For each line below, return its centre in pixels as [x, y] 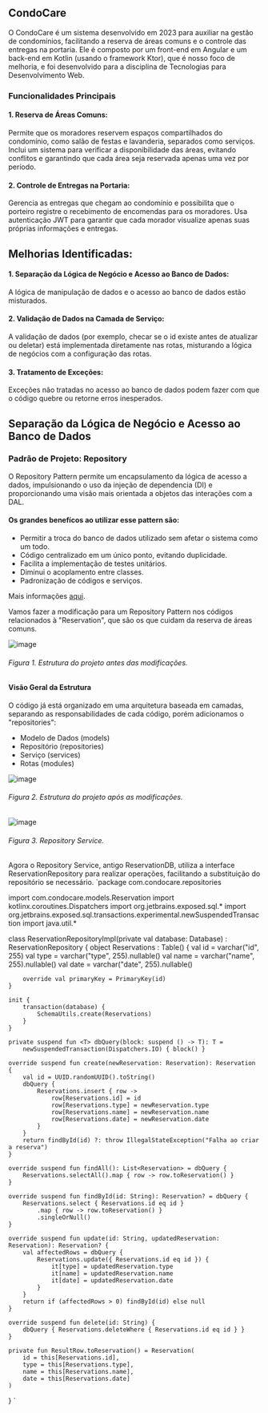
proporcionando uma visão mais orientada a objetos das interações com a [130, 493]
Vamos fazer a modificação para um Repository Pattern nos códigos [121, 612]
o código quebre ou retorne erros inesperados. [86, 398]
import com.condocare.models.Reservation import [91, 898]
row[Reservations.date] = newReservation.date [130, 1120]
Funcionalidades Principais [62, 95]
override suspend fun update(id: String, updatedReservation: [114, 1239]
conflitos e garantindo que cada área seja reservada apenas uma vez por [129, 158]
